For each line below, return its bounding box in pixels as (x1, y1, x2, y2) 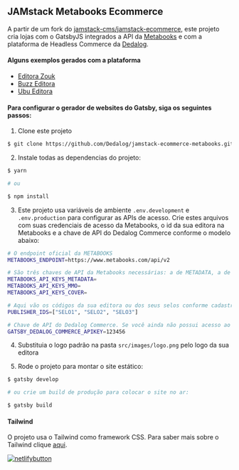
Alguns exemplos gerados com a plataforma (7, 56, 141, 65)
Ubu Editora (17, 87, 53, 95)
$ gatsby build (7, 402, 53, 409)
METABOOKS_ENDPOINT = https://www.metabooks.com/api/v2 (7, 256, 171, 263)
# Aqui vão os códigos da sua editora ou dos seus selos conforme (7, 302, 208, 309)
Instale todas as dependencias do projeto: (17, 153, 141, 162)
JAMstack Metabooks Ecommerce (7, 6, 164, 18)
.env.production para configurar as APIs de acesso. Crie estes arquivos (17, 213, 229, 221)
